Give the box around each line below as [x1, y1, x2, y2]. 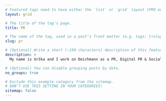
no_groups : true [5, 70, 39, 75]
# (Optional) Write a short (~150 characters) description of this [5, 48, 147, 53]
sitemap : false [5, 88, 37, 94]
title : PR [5, 25, 26, 30]
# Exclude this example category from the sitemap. [5, 79, 114, 84]
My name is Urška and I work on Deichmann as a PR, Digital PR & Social [9, 57, 163, 62]
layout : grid [5, 12, 32, 17]
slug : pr [5, 39, 23, 44]
